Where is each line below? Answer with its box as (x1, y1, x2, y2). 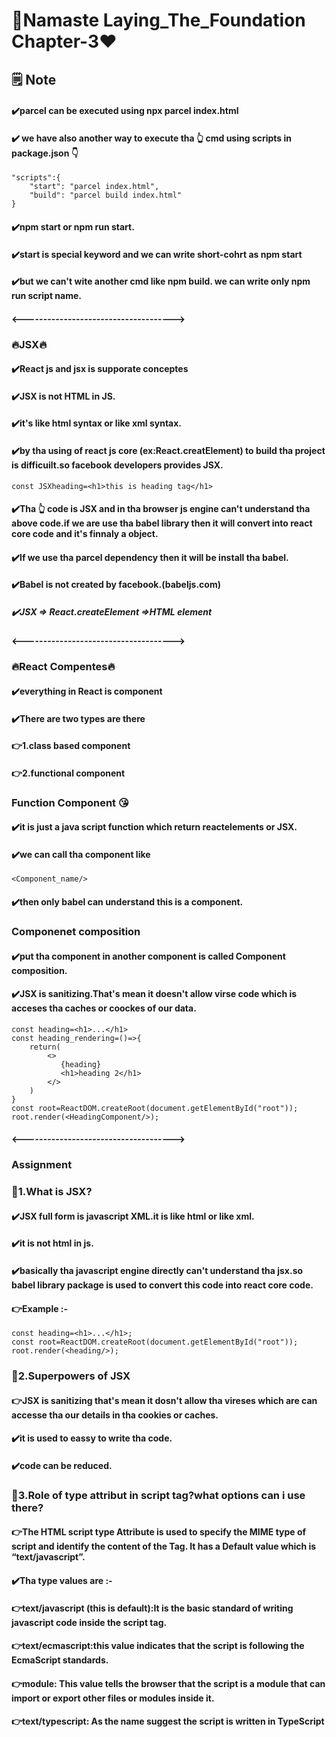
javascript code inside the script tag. (11, 1616, 168, 1628)
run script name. (11, 290, 82, 302)
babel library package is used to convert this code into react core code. (11, 1279, 314, 1291)
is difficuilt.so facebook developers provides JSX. (11, 459, 224, 471)
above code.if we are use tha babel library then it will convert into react (11, 517, 313, 529)
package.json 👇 (11, 147, 79, 159)
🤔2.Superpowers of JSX (11, 1369, 131, 1383)
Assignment (11, 1158, 73, 1172)
